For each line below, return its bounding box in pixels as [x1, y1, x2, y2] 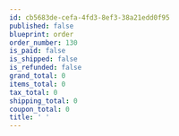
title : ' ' [9, 113, 50, 122]
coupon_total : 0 [9, 105, 70, 114]
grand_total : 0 [9, 72, 66, 81]
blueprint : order [9, 30, 74, 38]
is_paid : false [9, 47, 66, 55]
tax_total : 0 [9, 88, 58, 97]
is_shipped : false [9, 55, 78, 64]
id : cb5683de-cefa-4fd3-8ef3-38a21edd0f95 [9, 13, 170, 22]
